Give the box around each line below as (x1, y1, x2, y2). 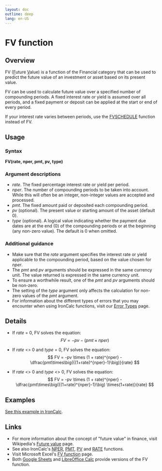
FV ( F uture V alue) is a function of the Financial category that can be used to (5, 69, 156, 75)
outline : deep (5, 12, 34, 17)
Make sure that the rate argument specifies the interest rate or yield (12, 251, 147, 257)
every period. (5, 104, 32, 110)
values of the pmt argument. (22, 292, 79, 299)
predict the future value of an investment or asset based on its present (5, 74, 146, 80)
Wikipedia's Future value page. (12, 441, 74, 447)
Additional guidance (5, 240, 54, 247)
